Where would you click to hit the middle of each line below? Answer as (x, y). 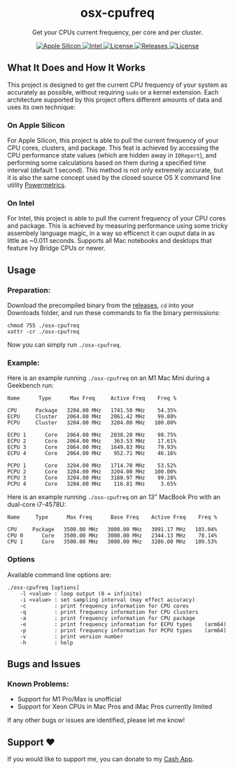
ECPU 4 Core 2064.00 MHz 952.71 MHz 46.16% (92, 454)
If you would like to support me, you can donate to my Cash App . (101, 759)
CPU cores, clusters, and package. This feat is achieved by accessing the (113, 148)
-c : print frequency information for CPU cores (105, 606)
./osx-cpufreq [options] (43, 587)
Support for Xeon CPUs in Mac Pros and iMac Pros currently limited (115, 707)
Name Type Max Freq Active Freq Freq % (92, 398)
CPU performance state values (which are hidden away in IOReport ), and (112, 155)
